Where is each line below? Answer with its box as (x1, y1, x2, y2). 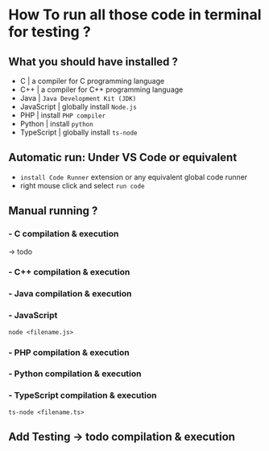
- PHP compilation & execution (8, 346, 130, 358)
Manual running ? (8, 204, 98, 218)
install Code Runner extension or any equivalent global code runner (19, 172, 248, 182)
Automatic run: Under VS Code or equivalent (8, 151, 238, 164)
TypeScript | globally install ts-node (19, 127, 139, 137)
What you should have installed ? (8, 55, 179, 68)
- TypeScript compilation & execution (8, 390, 157, 401)
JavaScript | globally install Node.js (19, 102, 137, 111)
